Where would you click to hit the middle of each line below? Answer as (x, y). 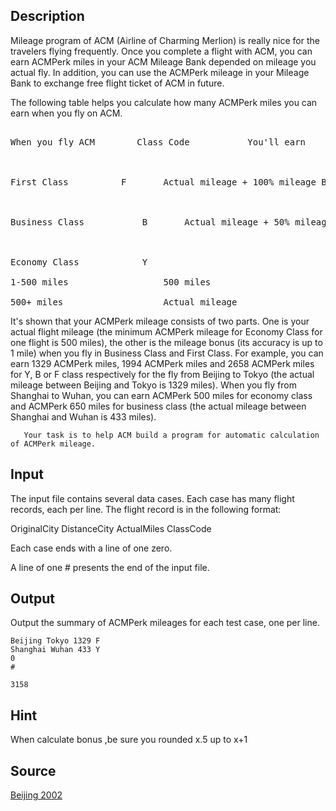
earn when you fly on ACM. (66, 113)
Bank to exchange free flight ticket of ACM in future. (117, 83)
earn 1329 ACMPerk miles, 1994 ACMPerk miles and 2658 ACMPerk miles (162, 363)
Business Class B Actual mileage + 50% (150, 222)
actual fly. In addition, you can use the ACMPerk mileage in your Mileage (160, 72)
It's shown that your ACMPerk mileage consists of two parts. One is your (160, 321)
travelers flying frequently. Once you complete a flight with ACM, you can (161, 51)
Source (33, 770)
